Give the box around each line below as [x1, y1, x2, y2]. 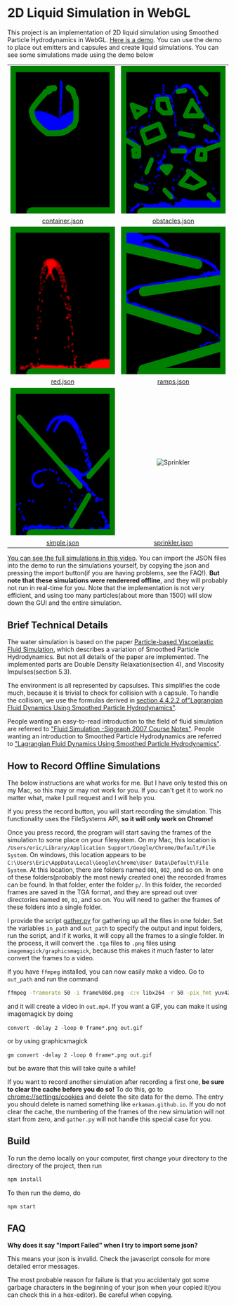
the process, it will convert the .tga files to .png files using [7, 939, 176, 948]
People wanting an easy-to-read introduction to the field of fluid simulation [7, 717, 223, 726]
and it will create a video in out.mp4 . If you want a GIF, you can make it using [7, 1002, 228, 1010]
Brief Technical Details [7, 619, 109, 631]
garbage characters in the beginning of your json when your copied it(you [7, 1284, 221, 1292]
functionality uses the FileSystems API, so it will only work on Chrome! [7, 815, 214, 823]
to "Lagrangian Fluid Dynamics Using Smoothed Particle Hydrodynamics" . [7, 740, 221, 748]
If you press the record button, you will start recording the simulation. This [7, 807, 222, 816]
